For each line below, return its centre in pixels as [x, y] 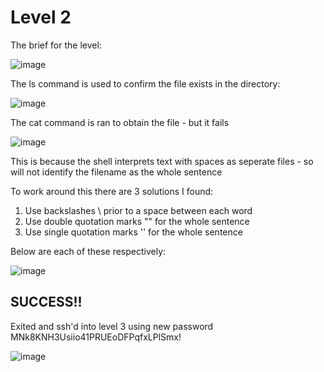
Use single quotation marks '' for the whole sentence [133, 232]
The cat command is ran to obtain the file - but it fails [120, 122]
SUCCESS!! [46, 302]
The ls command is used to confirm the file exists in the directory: [145, 83]
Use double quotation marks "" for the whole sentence [137, 221]
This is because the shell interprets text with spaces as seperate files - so [162, 161]
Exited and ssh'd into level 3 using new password [112, 326]
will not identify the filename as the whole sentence [116, 172]
